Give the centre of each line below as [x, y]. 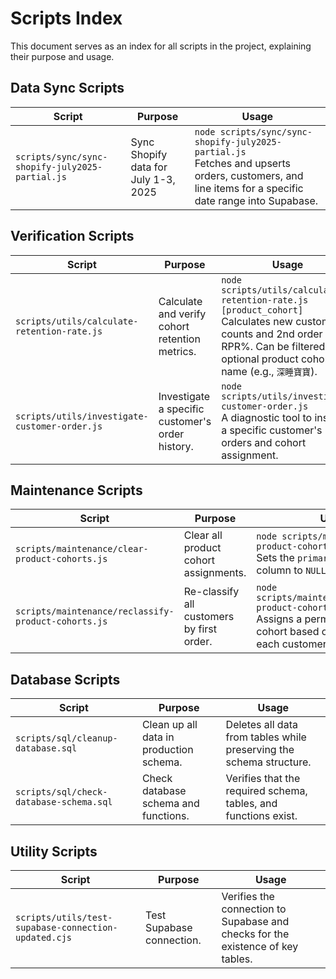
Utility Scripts [54, 851]
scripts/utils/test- [64, 917]
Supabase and [255, 921]
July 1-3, [153, 179]
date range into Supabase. [256, 200]
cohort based [288, 632]
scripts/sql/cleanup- [66, 738]
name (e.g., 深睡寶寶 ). [269, 371]
